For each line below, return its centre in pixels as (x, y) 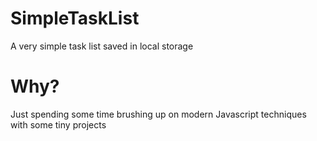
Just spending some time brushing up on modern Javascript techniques (158, 114)
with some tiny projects (58, 124)
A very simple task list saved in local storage (102, 46)
